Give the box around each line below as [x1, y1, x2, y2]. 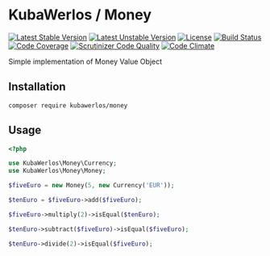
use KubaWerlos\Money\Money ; [8, 167, 106, 175]
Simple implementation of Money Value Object [8, 57, 163, 66]
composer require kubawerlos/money [8, 101, 128, 110]
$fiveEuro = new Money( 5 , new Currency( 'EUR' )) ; [8, 182, 175, 190]
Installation [8, 80, 66, 94]
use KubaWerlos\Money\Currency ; [8, 159, 117, 167]
